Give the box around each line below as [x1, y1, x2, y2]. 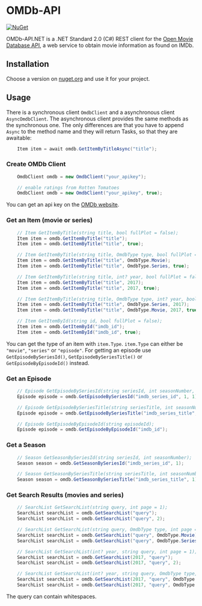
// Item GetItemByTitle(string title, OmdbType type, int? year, [17, 296, 185, 302]
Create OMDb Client [6, 160, 66, 169]
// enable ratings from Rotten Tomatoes [17, 184, 120, 190]
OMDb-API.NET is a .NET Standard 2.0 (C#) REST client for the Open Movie [6, 35, 194, 42]
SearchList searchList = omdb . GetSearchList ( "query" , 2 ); [17, 516, 165, 522]
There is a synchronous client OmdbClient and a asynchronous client [6, 108, 175, 116]
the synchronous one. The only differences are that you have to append [6, 121, 184, 128]
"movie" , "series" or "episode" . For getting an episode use [6, 346, 151, 354]
